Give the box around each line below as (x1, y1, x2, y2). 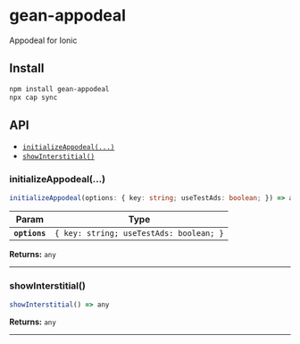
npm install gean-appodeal (9, 84, 110, 94)
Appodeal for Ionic (9, 35, 78, 46)
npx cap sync (9, 93, 58, 102)
